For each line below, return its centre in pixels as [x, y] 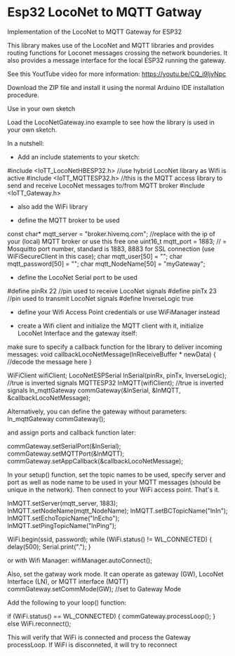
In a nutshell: [26, 143]
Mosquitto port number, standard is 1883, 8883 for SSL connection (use [111, 249]
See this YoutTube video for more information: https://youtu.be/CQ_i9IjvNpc [117, 74]
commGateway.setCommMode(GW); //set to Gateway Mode [94, 589]
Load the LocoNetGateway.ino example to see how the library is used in [111, 122]
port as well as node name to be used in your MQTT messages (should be [114, 482]
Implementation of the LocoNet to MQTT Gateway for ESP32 [95, 32]
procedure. [23, 95]
